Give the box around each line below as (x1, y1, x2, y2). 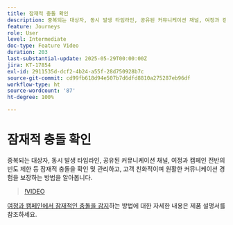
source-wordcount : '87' (7, 87, 76, 94)
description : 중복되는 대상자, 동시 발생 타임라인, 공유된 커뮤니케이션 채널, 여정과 (7, 17, 220, 24)
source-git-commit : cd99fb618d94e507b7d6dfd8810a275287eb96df (7, 74, 191, 82)
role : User (7, 29, 39, 37)
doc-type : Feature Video (7, 42, 79, 49)
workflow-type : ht (7, 81, 60, 88)
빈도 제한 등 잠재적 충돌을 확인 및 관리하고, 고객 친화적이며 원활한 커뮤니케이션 (7, 164, 218, 173)
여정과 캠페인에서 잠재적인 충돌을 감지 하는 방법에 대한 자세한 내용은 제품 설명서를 (7, 201, 226, 210)
